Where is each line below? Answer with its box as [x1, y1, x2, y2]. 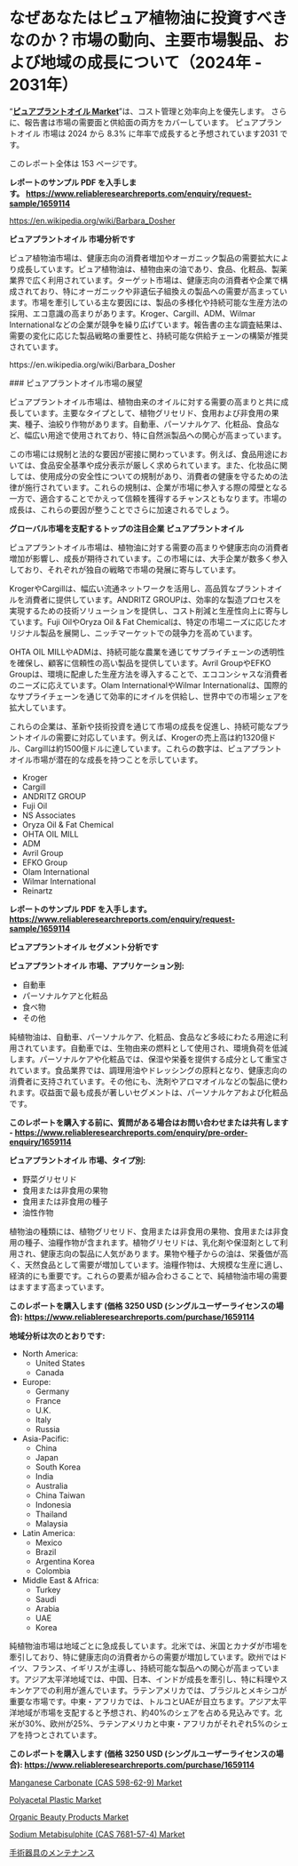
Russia [35, 1423, 60, 1434]
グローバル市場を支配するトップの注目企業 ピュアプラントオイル [9, 523, 244, 533]
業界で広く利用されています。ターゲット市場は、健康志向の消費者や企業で [9, 275, 281, 285]
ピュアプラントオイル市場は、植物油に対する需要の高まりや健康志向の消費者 [9, 541, 289, 552]
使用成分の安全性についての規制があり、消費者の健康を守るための [39, 470, 281, 481]
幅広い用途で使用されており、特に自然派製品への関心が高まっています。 [24, 429, 286, 440]
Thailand [35, 1509, 68, 1519]
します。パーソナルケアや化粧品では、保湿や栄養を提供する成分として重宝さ [9, 1053, 288, 1064]
